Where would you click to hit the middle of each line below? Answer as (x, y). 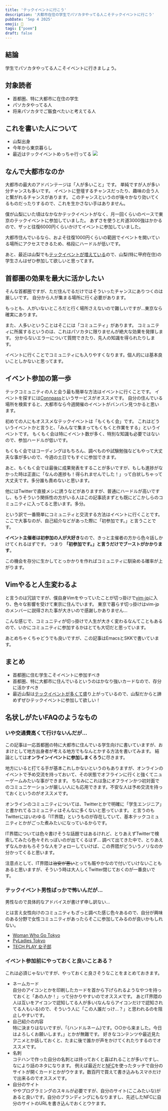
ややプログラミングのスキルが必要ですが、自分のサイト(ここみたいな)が (87, 1090)
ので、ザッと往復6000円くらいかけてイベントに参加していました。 (74, 227)
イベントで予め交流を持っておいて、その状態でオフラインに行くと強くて (79, 775)
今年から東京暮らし (32, 148)
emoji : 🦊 (14, 24)
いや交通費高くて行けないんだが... (46, 733)
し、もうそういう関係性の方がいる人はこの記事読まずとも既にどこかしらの (82, 497)
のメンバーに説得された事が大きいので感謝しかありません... (66, 610)
